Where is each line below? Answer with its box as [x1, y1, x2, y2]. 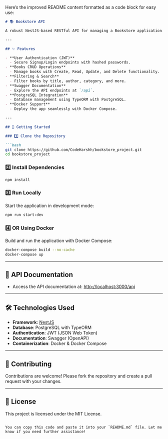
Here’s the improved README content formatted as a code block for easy [5, 4, 156, 10]
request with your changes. [5, 378, 61, 384]
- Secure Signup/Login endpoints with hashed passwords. [9, 60, 131, 65]
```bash [5, 142, 21, 147]
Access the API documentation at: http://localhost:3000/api [12, 283, 135, 289]
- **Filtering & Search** [5, 74, 59, 79]
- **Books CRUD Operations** [5, 64, 66, 69]
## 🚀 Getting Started [5, 124, 50, 129]
